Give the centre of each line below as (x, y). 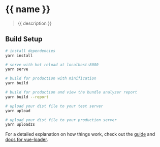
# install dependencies (30, 51)
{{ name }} (28, 9)
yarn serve (17, 69)
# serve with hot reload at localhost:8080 (52, 65)
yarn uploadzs (20, 125)
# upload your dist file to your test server (54, 106)
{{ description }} (35, 23)
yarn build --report (27, 97)
